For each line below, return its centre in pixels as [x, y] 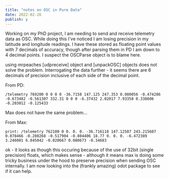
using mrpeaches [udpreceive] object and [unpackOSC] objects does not [81, 65]
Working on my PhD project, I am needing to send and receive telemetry [80, 34]
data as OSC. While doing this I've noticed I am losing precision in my [77, 39]
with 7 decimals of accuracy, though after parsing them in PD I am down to [82, 50]
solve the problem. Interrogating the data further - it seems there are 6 [78, 70]
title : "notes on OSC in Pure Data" [44, 10]
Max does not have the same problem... [46, 113]
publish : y [17, 19]
